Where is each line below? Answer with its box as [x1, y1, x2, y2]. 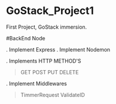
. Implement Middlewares [6, 80, 67, 87]
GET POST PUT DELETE [20, 68, 79, 75]
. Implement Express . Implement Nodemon [6, 46, 110, 53]
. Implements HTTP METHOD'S [6, 57, 81, 64]
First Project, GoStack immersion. [6, 23, 87, 30]
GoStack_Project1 [6, 4, 94, 18]
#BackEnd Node [6, 34, 46, 41]
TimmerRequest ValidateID [20, 91, 85, 98]
